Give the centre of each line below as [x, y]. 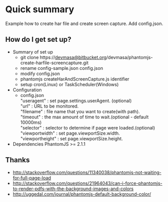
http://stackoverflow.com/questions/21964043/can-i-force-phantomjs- [87, 183]
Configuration [27, 90]
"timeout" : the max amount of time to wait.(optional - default [85, 117]
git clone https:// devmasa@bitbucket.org [63, 57]
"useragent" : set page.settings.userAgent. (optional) [76, 100]
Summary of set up [33, 52]
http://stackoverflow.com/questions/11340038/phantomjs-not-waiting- [87, 172]
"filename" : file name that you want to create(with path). [80, 111]
